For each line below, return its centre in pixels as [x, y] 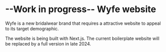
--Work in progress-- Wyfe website [81, 9]
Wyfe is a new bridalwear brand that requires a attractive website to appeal [83, 23]
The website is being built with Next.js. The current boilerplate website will [82, 38]
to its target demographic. [32, 28]
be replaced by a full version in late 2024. [48, 43]
